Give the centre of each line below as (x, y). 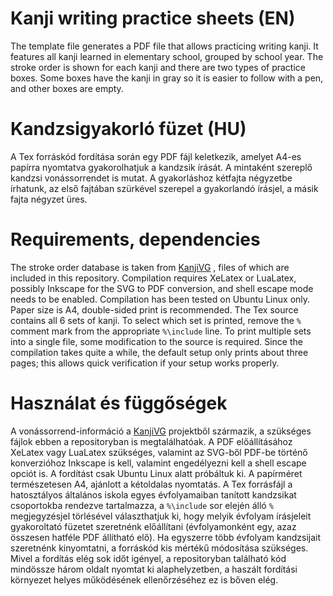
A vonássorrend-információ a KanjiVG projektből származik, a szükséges (161, 431)
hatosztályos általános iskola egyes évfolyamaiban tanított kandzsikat (153, 494)
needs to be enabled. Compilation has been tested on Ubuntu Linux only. (160, 299)
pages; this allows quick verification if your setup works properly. (145, 363)
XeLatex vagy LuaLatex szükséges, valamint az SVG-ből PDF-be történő (159, 452)
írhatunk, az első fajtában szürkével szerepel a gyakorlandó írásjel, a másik (164, 188)
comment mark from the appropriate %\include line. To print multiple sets (161, 331)
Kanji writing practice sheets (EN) (153, 18)
